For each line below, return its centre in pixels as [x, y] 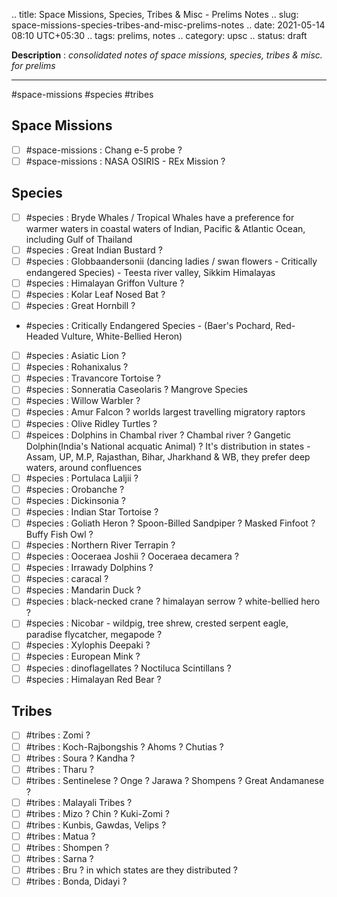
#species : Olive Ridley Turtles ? [91, 423]
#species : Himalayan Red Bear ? [93, 679]
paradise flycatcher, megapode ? [94, 635]
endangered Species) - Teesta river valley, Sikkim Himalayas [150, 272]
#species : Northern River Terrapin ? [100, 545]
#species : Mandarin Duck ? [83, 590]
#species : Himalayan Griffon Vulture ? [105, 283]
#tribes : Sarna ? [59, 859]
